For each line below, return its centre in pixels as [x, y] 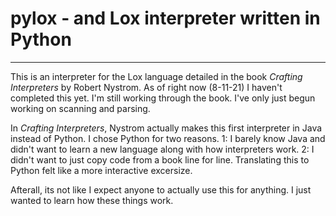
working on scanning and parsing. [80, 108]
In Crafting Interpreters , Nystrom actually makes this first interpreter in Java [166, 128]
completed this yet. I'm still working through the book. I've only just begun [163, 98]
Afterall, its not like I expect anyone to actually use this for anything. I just [161, 189]
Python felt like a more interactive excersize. [101, 170]
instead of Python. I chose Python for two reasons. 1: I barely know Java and [168, 138]
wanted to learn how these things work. [92, 200]
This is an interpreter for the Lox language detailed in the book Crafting [156, 76]
